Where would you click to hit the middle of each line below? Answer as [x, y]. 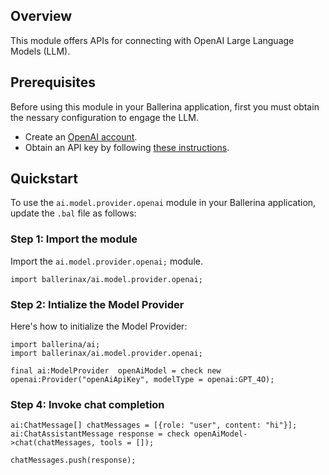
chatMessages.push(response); [73, 460]
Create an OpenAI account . [81, 136]
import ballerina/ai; [55, 345]
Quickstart [44, 179]
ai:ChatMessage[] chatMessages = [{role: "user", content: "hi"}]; [154, 425]
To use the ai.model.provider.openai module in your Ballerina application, [163, 203]
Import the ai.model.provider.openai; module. [106, 261]
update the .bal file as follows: [73, 213]
